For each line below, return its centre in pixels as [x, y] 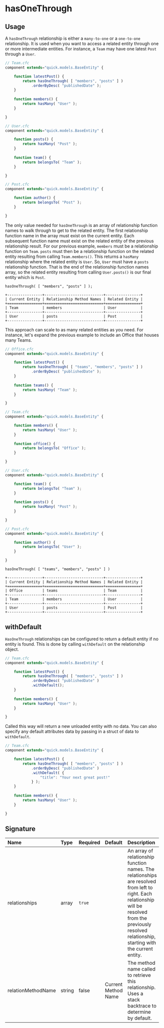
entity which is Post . [25, 277]
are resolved [142, 881]
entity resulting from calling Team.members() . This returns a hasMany [72, 256]
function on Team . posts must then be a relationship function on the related [80, 251]
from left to [140, 888]
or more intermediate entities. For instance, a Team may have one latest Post [81, 49]
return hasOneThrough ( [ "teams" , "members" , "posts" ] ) [83, 367]
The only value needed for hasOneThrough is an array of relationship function [81, 225]
